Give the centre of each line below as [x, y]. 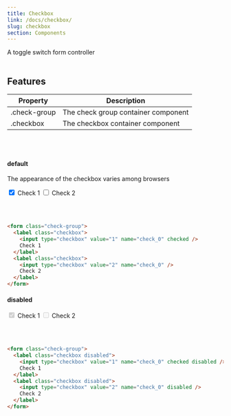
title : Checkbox [30, 13]
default [18, 163]
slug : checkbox [29, 26]
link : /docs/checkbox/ [40, 20]
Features [26, 81]
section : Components [37, 33]
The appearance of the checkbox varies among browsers [88, 179]
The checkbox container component [121, 123]
